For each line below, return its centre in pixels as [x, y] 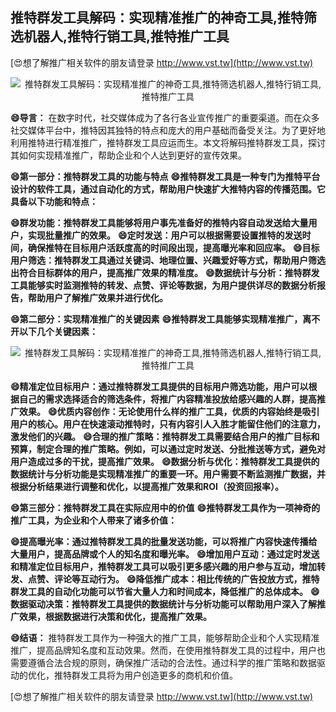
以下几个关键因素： [58, 331]
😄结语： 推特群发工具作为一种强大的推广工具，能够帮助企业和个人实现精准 [165, 637]
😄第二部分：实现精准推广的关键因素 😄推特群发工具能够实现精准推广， [156, 319]
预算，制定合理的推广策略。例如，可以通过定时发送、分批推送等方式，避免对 [168, 449]
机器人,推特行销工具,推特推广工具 [126, 36]
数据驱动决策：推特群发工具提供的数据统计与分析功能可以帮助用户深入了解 [163, 604]
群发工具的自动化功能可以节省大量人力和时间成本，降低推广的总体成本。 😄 [165, 591]
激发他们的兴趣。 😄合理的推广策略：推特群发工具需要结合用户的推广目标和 [165, 436]
